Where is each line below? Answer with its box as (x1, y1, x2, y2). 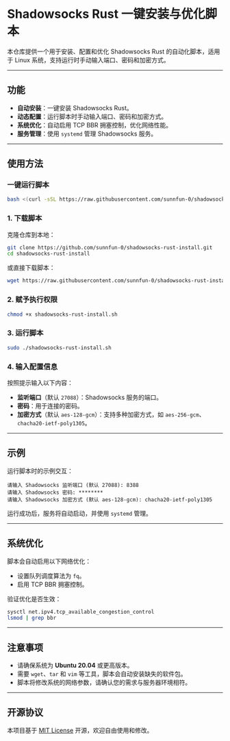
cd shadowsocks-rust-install (7, 251, 90, 258)
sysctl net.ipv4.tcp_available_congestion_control (7, 608, 155, 615)
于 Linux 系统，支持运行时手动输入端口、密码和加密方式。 (7, 55, 170, 64)
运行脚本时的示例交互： (7, 466, 73, 475)
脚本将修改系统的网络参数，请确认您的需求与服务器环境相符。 (16, 679, 192, 687)
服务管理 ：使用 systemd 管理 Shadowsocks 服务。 (16, 129, 157, 138)
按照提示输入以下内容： (7, 378, 73, 387)
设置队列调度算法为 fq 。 (16, 571, 86, 579)
